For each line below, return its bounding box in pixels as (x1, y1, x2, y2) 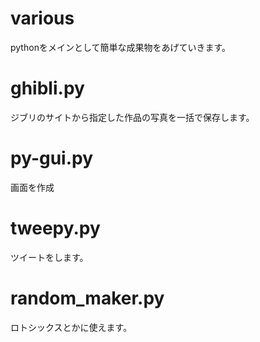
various (10, 7, 75, 30)
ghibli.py (10, 77, 85, 100)
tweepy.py (10, 217, 101, 239)
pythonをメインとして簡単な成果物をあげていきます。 (10, 41, 232, 53)
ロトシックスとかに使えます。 (10, 321, 133, 333)
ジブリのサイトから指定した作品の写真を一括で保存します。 (10, 111, 255, 123)
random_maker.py (10, 287, 165, 309)
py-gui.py (10, 147, 94, 170)
